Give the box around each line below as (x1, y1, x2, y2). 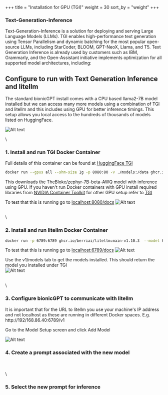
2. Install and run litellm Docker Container (5, 227, 108, 234)
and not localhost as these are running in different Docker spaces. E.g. (5, 311, 150, 317)
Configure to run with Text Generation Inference (5, 75, 158, 83)
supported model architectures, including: (5, 60, 91, 66)
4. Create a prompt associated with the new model (5, 349, 130, 356)
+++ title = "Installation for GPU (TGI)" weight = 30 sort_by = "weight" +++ (5, 5, 159, 10)
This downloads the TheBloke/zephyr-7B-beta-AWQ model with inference (5, 179, 157, 185)
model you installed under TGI (5, 262, 67, 268)
